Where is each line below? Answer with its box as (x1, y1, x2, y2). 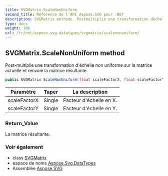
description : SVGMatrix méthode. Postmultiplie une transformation (5, 16, 149, 21)
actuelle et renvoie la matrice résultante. (5, 67, 88, 73)
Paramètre (10, 88, 36, 95)
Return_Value (5, 120, 38, 127)
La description (72, 88, 108, 95)
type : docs (5, 21, 28, 26)
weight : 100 (5, 26, 30, 31)
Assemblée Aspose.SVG (12, 166, 63, 172)
